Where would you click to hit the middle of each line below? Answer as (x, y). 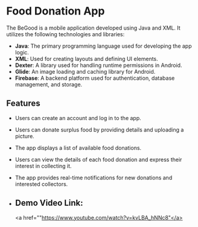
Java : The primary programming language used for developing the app (103, 46)
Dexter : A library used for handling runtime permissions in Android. (98, 65)
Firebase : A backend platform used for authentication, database (95, 78)
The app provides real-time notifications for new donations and (94, 177)
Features (23, 104)
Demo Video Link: (49, 203)
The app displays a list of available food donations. (78, 148)
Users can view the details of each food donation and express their (98, 159)
